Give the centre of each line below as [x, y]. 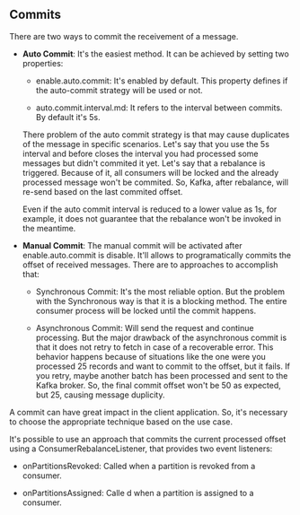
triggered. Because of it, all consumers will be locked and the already [150, 172]
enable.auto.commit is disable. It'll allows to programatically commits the [157, 255]
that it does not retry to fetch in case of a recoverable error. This [154, 347]
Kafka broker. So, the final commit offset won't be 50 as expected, [158, 385]
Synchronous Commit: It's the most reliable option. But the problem [160, 292]
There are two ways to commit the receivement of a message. [124, 36]
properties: [43, 63]
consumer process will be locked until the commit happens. [146, 310]
